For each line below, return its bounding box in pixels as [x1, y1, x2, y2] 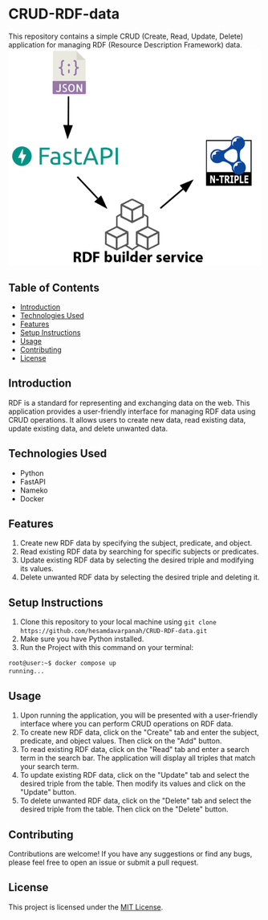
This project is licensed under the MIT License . [8, 902, 164, 912]
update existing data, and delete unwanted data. [8, 423, 169, 433]
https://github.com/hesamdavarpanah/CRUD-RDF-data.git [19, 628, 208, 636]
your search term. [19, 762, 79, 771]
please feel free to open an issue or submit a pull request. [8, 857, 199, 867]
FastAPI [19, 476, 46, 486]
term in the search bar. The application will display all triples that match [19, 753, 255, 763]
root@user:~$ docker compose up [8, 660, 116, 668]
